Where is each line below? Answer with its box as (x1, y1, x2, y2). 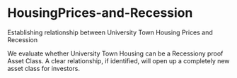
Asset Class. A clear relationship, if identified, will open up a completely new (7, 56, 230, 65)
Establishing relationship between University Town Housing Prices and (7, 28, 214, 37)
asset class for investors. (7, 64, 80, 72)
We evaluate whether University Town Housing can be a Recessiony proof (7, 49, 224, 58)
